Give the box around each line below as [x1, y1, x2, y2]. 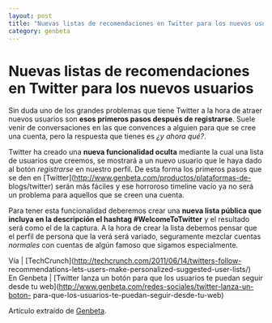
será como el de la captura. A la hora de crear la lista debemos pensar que [8, 223, 257, 233]
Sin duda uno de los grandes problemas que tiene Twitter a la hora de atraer [8, 106, 263, 116]
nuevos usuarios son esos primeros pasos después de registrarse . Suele [8, 114, 256, 124]
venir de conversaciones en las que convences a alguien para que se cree [8, 123, 257, 133]
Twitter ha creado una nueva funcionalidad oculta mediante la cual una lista [8, 147, 264, 157]
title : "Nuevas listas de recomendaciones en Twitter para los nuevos [8, 19, 252, 28]
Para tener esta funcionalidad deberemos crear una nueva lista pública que [8, 206, 261, 215]
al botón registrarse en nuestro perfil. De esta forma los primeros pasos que [8, 164, 262, 174]
